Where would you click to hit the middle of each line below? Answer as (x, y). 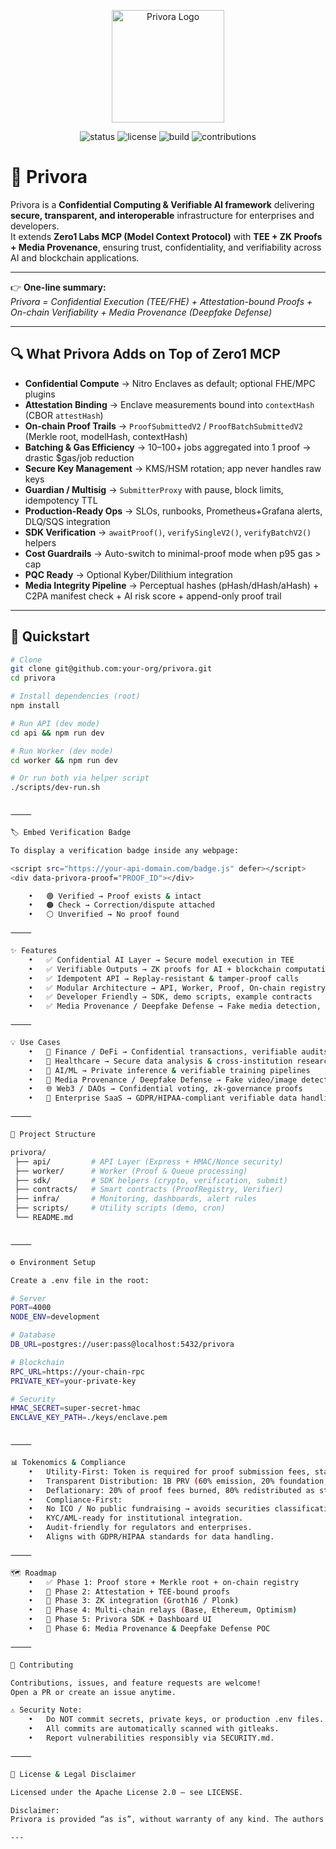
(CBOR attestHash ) (64, 415)
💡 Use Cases (35, 1043)
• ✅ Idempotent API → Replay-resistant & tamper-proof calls (164, 978)
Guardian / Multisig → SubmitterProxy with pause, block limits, (154, 489)
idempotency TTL (61, 500)
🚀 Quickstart (50, 636)
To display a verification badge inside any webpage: (125, 850)
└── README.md (44, 1218)
